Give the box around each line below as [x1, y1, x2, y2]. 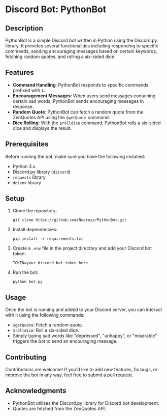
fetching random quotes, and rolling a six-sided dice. [5, 53, 116, 60]
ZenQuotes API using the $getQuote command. [12, 114, 110, 120]
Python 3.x [12, 163, 36, 169]
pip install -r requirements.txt [12, 236, 84, 241]
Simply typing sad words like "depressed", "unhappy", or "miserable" [12, 332, 157, 339]
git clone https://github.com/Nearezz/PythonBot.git [12, 217, 127, 223]
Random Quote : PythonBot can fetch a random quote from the [12, 108, 144, 115]
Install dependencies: [12, 227, 58, 233]
